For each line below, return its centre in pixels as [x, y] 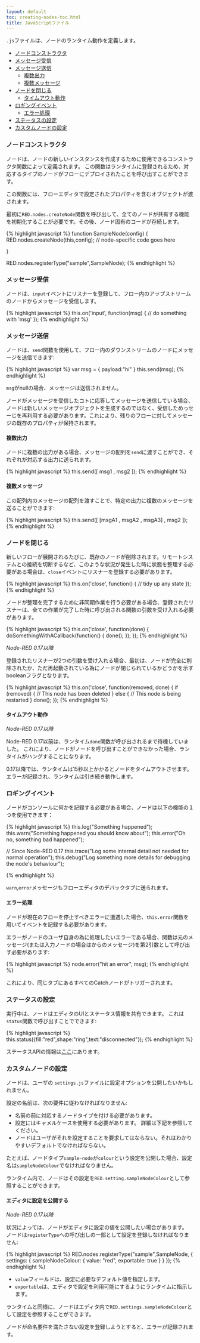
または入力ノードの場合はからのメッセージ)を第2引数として [101, 944]
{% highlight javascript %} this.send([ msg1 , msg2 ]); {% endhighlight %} [96, 471]
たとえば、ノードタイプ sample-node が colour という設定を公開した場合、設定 [99, 1158]
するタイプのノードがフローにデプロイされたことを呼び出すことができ [97, 174]
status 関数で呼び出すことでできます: [51, 1021]
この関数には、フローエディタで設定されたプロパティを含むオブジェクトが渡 [100, 194]
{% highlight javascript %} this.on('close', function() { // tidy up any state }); [99, 583]
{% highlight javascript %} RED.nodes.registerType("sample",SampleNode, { [100, 1254]
